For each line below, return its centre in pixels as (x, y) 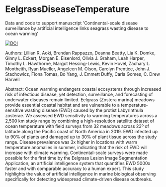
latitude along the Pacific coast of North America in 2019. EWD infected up (82, 131)
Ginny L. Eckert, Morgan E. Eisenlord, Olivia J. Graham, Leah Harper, (75, 58)
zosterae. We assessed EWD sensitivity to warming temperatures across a (81, 115)
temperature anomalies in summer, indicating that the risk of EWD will (76, 147)
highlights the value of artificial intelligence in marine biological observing (81, 174)
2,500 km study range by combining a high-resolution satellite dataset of (80, 121)
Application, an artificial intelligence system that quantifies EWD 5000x (78, 163)
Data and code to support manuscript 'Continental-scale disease (72, 23)
